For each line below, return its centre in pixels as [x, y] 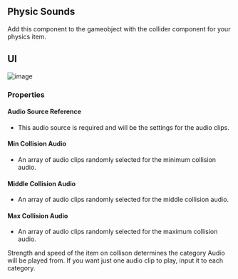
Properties [26, 94]
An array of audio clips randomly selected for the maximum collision [118, 232]
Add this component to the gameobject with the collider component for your [119, 29]
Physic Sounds [41, 12]
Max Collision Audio [38, 215]
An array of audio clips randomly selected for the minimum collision [117, 159]
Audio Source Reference [45, 112]
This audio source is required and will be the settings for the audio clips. [123, 127]
